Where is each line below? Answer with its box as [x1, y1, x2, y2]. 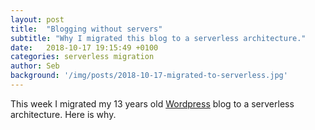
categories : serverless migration [10, 52, 155, 62]
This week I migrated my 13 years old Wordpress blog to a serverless [10, 97, 295, 110]
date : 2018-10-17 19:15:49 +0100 [10, 42, 159, 53]
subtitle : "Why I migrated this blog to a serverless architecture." [10, 33, 307, 43]
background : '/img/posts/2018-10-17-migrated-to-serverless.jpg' [10, 71, 288, 81]
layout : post [10, 14, 65, 25]
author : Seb [10, 61, 60, 71]
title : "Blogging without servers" [10, 24, 163, 34]
